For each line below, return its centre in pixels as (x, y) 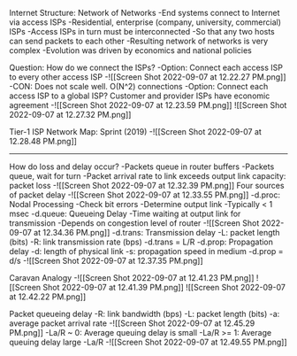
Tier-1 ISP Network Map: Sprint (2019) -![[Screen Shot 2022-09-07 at (136, 132)
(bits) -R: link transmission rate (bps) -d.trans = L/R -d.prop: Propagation (141, 242)
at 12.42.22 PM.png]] (48, 297)
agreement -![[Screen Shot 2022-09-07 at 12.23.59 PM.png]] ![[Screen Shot (148, 105)
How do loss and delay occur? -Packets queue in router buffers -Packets (142, 166)
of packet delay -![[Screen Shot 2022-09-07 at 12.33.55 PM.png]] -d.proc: (145, 195)
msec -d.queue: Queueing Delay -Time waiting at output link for (125, 213)
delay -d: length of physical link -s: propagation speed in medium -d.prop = (147, 251)
